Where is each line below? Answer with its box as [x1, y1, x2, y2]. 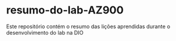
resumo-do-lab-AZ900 [6, 4, 124, 17]
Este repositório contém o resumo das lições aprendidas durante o [6, 23, 171, 30]
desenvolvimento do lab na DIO [6, 29, 84, 36]
